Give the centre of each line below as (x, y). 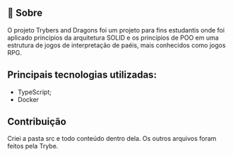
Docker (28, 99)
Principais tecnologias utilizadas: (82, 75)
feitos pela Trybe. (33, 146)
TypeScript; (34, 92)
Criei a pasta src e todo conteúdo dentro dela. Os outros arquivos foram (112, 139)
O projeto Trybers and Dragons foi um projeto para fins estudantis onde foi (116, 30)
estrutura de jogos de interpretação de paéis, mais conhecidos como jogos (116, 45)
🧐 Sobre (25, 13)
